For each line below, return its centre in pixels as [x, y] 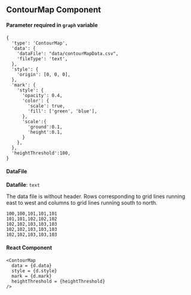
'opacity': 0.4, [42, 95]
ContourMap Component [54, 10]
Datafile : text [23, 184]
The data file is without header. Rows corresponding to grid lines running [96, 196]
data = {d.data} [32, 266]
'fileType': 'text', [42, 59]
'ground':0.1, [45, 127]
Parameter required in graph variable [52, 25]
